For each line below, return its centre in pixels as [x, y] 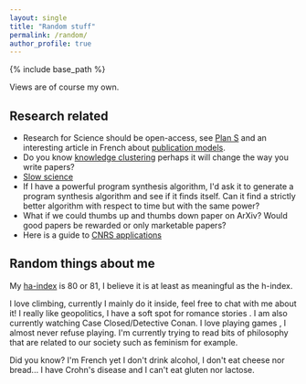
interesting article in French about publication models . [124, 148]
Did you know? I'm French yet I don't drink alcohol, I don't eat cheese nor [147, 360]
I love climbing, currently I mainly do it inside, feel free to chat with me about [153, 304]
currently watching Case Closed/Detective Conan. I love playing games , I [148, 323]
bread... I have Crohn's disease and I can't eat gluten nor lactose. [132, 369]
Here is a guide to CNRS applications [92, 235]
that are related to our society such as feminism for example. [124, 342]
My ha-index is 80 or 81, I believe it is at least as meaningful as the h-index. [151, 285]
